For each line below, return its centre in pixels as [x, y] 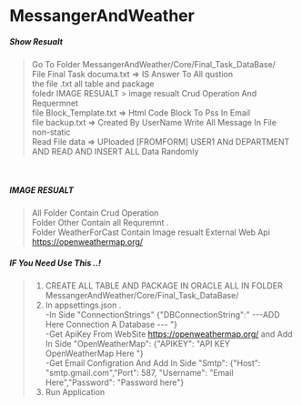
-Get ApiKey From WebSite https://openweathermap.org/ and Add [169, 334]
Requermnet [55, 103]
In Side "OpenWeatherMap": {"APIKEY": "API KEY [137, 344]
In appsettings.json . [83, 305]
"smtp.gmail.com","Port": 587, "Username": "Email [139, 373]
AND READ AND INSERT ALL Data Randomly [115, 152]
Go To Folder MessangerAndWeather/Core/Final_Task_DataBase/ [153, 65]
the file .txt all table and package [93, 84]
